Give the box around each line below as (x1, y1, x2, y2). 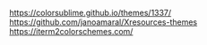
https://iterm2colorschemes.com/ (9, 26, 134, 36)
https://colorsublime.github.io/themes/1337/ (9, 8, 172, 18)
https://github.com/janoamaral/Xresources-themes (9, 17, 198, 27)
